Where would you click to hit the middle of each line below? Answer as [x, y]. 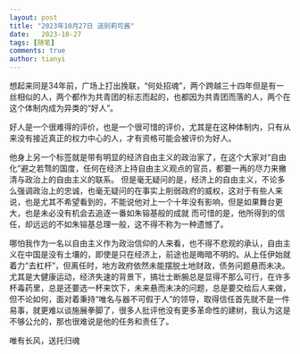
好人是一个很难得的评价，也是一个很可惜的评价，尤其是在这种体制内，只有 [146, 127]
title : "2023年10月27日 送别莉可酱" [72, 26]
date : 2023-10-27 [46, 34]
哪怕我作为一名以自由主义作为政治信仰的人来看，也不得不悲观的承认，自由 [146, 243]
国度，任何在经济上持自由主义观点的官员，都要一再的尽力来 [169, 168]
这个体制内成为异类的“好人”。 [64, 108]
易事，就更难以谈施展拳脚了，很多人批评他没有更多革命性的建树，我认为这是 [150, 310]
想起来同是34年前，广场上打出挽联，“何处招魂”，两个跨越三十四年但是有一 [147, 85]
